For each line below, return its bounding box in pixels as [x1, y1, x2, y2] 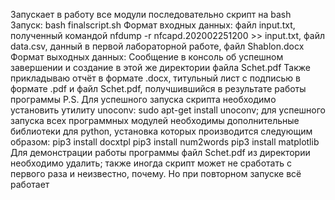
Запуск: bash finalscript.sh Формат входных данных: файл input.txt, [10, 19, 296, 31]
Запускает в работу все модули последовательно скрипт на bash [10, 9, 292, 20]
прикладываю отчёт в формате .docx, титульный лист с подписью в [10, 72, 301, 84]
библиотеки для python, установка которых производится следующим [10, 125, 313, 137]
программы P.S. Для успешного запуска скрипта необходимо [10, 94, 277, 105]
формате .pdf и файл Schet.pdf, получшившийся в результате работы [10, 83, 307, 94]
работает [10, 179, 50, 190]
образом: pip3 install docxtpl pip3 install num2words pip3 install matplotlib [10, 136, 320, 148]
